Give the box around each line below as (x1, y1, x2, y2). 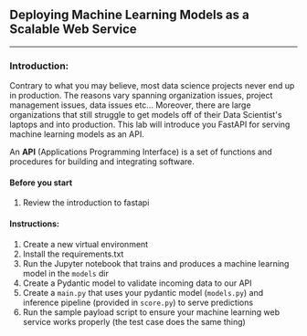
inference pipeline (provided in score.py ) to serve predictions (22, 297, 254, 308)
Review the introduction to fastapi (22, 197, 150, 208)
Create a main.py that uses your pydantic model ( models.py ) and (22, 287, 264, 298)
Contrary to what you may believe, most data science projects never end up (9, 80, 295, 91)
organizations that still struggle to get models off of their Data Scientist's (9, 110, 282, 121)
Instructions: (9, 218, 60, 229)
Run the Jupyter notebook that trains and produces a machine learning (22, 257, 290, 268)
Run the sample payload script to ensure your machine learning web (22, 306, 281, 318)
